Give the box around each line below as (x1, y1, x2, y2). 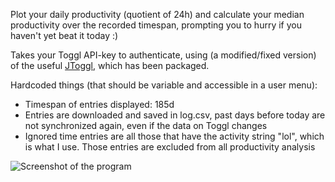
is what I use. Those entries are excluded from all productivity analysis (24, 141, 316, 153)
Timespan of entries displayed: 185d (24, 99, 175, 110)
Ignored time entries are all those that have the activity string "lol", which (24, 130, 325, 142)
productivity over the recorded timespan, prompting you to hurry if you (10, 19, 302, 31)
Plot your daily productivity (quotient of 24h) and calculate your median (10, 9, 305, 20)
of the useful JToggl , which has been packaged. (10, 60, 210, 71)
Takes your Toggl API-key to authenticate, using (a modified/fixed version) (10, 49, 317, 61)
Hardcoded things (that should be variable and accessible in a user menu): (10, 79, 318, 91)
